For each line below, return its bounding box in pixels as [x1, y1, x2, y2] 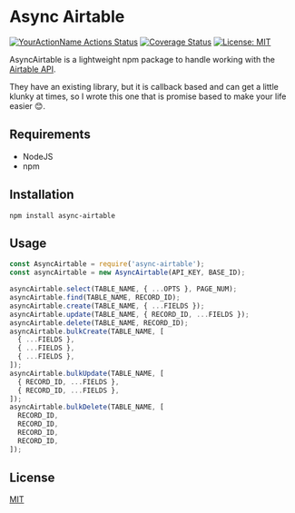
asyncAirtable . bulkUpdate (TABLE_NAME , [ [9, 369, 165, 378]
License [9, 470, 55, 486]
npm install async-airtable [9, 211, 116, 220]
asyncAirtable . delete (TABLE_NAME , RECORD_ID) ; [9, 318, 189, 328]
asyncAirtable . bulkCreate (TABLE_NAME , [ [9, 327, 165, 336]
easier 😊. [9, 100, 45, 111]
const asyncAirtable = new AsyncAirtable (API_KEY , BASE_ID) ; [9, 268, 246, 278]
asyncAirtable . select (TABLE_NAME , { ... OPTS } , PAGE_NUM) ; [9, 284, 238, 294]
